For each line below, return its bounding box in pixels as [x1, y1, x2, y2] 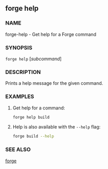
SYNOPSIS [5, 44, 33, 51]
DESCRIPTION [5, 68, 41, 76]
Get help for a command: [12, 105, 65, 111]
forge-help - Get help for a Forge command [5, 31, 97, 37]
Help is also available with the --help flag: [12, 124, 101, 130]
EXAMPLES [5, 93, 34, 100]
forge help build [12, 115, 50, 120]
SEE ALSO [5, 146, 31, 153]
